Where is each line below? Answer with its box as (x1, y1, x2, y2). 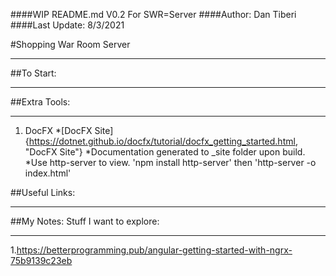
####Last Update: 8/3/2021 (10, 19, 125, 31)
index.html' (24, 167, 72, 179)
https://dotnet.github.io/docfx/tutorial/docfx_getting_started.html (28, 135, 296, 147)
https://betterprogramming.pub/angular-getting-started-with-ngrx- (16, 244, 293, 256)
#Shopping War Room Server (10, 39, 131, 50)
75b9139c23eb (10, 255, 73, 266)
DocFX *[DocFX (24, 125, 93, 136)
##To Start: (10, 67, 57, 79)
